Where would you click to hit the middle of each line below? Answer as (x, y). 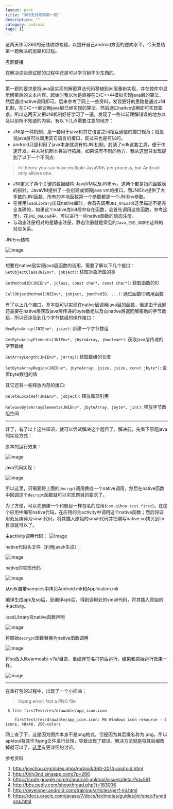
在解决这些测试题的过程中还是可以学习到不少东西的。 (62, 73)
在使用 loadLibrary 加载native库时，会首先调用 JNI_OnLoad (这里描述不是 (87, 203)
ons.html (22, 801)
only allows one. (35, 173)
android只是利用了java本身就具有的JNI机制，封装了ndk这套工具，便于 (87, 145)
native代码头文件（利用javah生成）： (43, 547)
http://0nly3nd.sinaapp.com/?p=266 (51, 774)
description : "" (23, 20)
